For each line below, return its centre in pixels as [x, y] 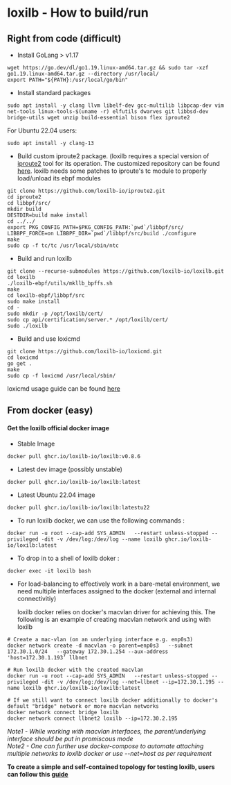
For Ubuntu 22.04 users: [42, 130]
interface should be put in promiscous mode [70, 738]
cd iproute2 [24, 197]
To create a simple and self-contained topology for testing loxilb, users [111, 767]
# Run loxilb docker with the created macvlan [75, 670]
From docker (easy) [50, 411]
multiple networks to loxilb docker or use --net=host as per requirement [110, 753]
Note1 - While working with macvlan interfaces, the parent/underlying [107, 731]
